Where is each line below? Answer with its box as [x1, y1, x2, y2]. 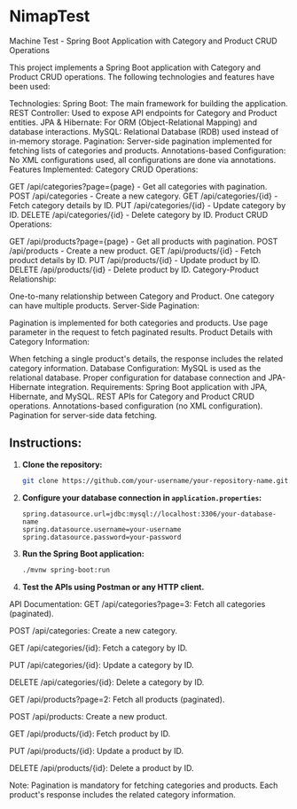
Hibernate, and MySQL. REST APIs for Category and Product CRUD [9, 391, 255, 401]
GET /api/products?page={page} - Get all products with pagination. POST [9, 236, 278, 246]
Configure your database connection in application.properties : [21, 492, 262, 502]
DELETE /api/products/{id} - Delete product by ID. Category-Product [9, 264, 259, 275]
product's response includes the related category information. [9, 789, 237, 799]
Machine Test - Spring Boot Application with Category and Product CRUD [9, 35, 277, 46]
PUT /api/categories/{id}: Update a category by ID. [9, 659, 195, 670]
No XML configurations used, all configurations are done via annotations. [9, 154, 277, 165]
